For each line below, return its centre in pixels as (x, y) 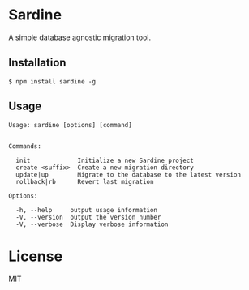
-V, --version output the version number (88, 217)
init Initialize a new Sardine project (105, 160)
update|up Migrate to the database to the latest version (129, 175)
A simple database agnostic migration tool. (80, 37)
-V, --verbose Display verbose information (92, 224)
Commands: (25, 146)
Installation (37, 63)
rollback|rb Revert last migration (85, 181)
